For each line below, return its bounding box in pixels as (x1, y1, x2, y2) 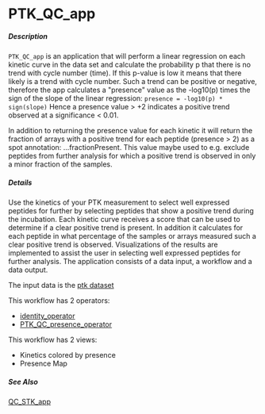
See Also (8, 377, 38, 386)
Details (8, 178, 33, 187)
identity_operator (19, 311, 75, 321)
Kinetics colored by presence (19, 351, 117, 360)
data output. (8, 265, 48, 274)
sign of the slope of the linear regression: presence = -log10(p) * (8, 94, 224, 103)
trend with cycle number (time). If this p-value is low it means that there (8, 68, 242, 78)
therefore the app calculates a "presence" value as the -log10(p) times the (8, 85, 251, 95)
